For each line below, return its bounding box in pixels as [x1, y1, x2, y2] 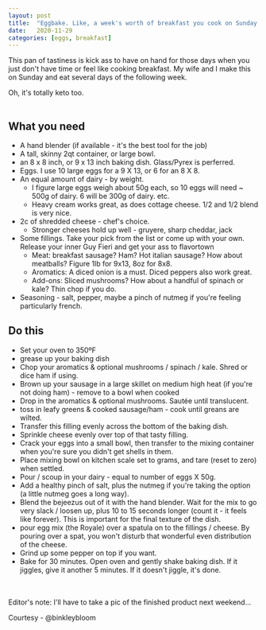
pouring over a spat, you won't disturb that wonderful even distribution [19, 531, 252, 541]
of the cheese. [19, 539, 67, 549]
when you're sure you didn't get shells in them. [19, 446, 174, 456]
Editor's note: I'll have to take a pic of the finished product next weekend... [8, 597, 252, 607]
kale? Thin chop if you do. [31, 284, 117, 294]
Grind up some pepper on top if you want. [19, 548, 157, 558]
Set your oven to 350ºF [19, 345, 97, 355]
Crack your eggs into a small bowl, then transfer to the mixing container [19, 438, 255, 448]
